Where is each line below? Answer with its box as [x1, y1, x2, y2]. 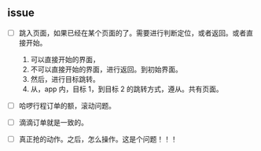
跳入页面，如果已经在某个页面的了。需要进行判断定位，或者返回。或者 [18, 28, 247, 38]
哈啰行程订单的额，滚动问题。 [18, 101, 116, 110]
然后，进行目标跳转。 [30, 74, 100, 83]
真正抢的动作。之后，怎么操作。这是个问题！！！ [18, 134, 178, 144]
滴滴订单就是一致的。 [18, 117, 88, 127]
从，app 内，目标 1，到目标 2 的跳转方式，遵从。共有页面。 [30, 84, 223, 94]
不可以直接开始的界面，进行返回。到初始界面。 [30, 64, 182, 74]
